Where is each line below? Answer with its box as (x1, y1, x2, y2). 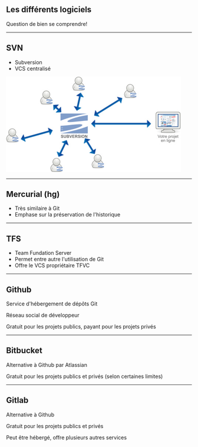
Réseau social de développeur (6, 312, 80, 319)
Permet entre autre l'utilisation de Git (14, 256, 104, 263)
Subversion (14, 58, 42, 65)
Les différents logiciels (6, 5, 92, 15)
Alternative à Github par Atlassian (6, 361, 87, 368)
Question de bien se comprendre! (6, 20, 88, 27)
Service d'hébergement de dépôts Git (6, 300, 98, 307)
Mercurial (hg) (6, 189, 60, 199)
